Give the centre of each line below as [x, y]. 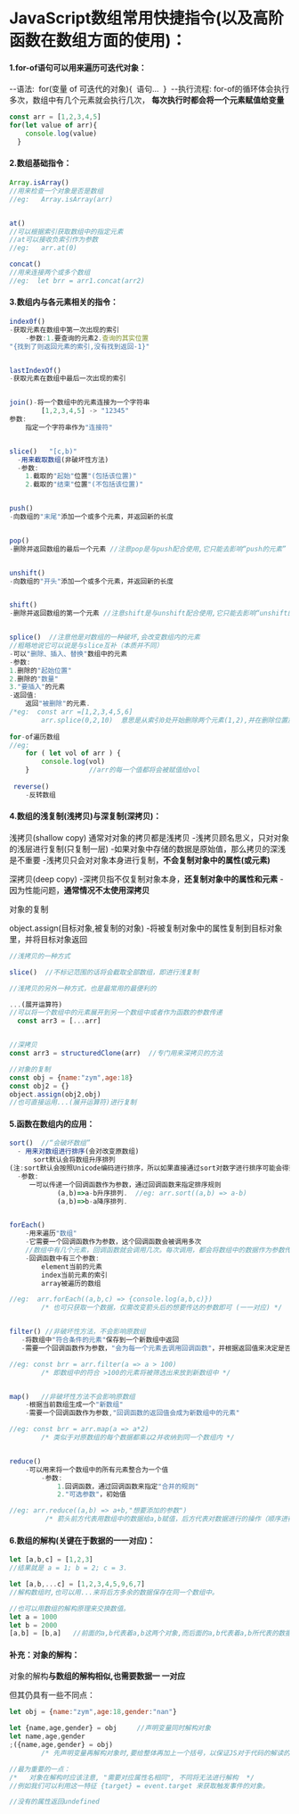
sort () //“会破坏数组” [50, 1143]
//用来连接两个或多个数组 [50, 273]
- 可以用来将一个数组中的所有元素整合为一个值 [97, 1470]
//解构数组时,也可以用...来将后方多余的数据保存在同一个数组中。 [114, 1592]
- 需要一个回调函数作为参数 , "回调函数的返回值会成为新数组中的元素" [133, 1413]
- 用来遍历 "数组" [51, 1234]
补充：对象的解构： [44, 1654]
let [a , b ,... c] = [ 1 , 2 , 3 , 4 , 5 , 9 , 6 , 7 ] [77, 1585]
